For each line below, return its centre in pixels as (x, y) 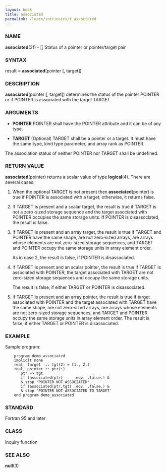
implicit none (28, 360)
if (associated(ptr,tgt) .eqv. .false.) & (65, 387)
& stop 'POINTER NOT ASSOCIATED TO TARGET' (66, 391)
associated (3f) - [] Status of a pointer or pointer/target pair (66, 47)
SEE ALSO (18, 455)
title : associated (24, 14)
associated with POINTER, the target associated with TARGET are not (83, 272)
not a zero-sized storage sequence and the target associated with (80, 212)
